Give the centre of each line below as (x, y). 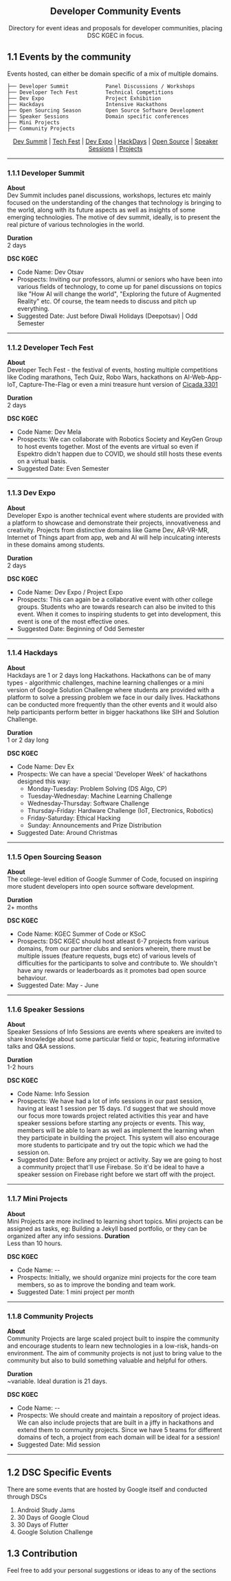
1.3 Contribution (42, 1554)
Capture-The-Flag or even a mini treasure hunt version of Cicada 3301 (118, 385)
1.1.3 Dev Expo (32, 493)
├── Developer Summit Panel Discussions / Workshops (101, 86)
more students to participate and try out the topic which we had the (112, 1145)
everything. (33, 308)
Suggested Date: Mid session (59, 1444)
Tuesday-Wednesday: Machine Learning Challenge (100, 796)
